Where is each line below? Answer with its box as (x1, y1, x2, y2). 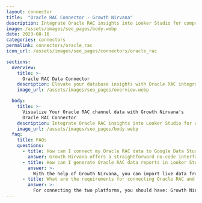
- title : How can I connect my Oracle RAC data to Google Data (22, 148, 185, 154)
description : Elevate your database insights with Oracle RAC (17, 81, 176, 87)
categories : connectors (6, 37, 66, 43)
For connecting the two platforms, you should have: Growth (32, 187, 187, 193)
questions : (17, 143, 44, 149)
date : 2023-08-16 (6, 31, 50, 37)
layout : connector (6, 8, 52, 15)
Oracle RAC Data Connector (22, 76, 90, 82)
